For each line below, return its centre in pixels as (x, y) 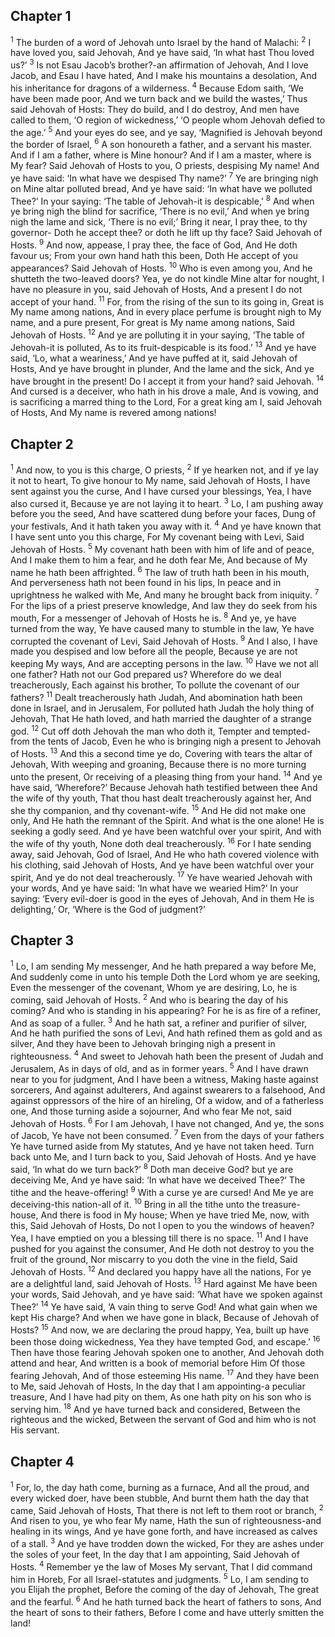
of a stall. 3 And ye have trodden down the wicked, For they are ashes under (167, 1543)
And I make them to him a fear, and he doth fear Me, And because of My (159, 560)
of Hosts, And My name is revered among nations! (113, 413)
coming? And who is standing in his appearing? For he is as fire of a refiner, (165, 1010)
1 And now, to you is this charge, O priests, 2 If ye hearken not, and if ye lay (164, 469)
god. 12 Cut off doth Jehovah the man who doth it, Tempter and (140, 730)
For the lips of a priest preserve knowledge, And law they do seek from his (164, 606)
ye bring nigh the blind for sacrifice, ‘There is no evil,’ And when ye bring (160, 211)
